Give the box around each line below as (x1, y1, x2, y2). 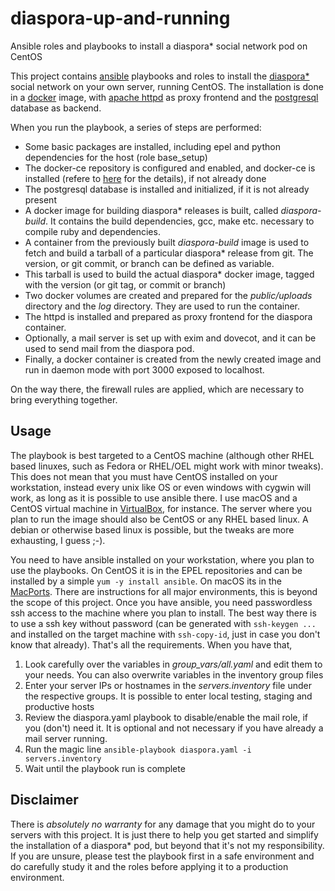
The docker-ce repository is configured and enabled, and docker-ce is (24, 162, 316, 174)
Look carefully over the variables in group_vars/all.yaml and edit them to (24, 658, 323, 670)
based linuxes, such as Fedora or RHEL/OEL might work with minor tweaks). (10, 460, 324, 472)
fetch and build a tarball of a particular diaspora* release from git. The (24, 247, 314, 259)
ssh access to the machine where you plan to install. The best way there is (10, 607, 317, 619)
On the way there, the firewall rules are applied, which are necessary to (10, 383, 305, 395)
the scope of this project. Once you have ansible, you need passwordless (10, 596, 313, 608)
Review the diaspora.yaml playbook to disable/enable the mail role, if (24, 711, 308, 723)
